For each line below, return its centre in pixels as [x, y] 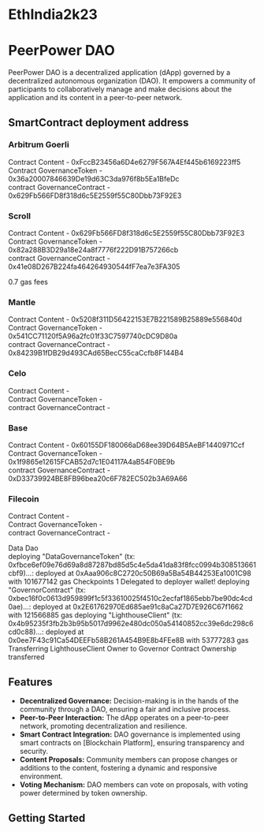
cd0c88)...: [26, 632]
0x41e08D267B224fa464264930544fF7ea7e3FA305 [94, 267]
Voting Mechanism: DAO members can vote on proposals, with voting [134, 785]
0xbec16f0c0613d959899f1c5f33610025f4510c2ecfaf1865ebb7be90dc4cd [130, 599]
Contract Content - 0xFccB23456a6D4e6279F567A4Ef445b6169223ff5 [125, 162]
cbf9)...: [21, 573]
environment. [41, 776]
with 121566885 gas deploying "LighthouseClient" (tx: [95, 615]
